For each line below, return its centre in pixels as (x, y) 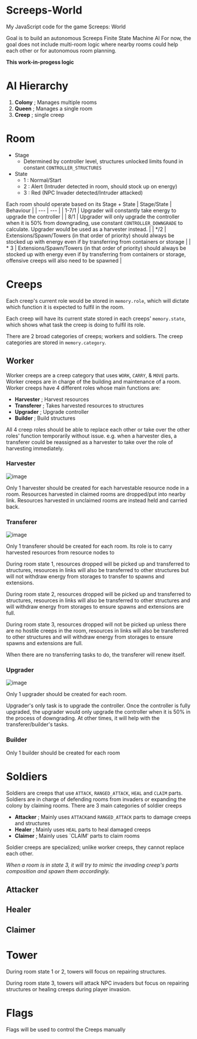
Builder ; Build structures (45, 418)
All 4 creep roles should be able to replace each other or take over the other (98, 429)
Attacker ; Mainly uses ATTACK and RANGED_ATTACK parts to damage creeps (103, 817)
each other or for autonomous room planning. (61, 50)
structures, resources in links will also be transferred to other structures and (98, 600)
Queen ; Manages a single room (54, 108)
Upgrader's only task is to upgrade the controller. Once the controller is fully (98, 705)
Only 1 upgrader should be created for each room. (67, 694)
